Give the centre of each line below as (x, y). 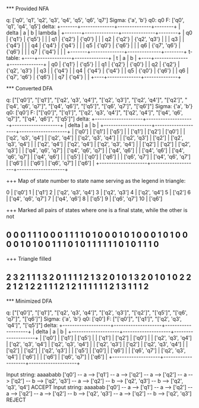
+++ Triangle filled (29, 258)
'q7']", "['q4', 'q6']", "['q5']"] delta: (48, 119)
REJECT (16, 400)
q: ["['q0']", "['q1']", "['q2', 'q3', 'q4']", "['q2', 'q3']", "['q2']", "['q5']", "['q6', (97, 312)
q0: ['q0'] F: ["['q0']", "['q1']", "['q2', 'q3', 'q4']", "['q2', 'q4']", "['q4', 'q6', (94, 113)
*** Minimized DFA (29, 301)
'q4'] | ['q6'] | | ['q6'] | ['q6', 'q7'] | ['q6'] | (57, 356)
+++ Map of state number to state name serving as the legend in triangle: (96, 181)
